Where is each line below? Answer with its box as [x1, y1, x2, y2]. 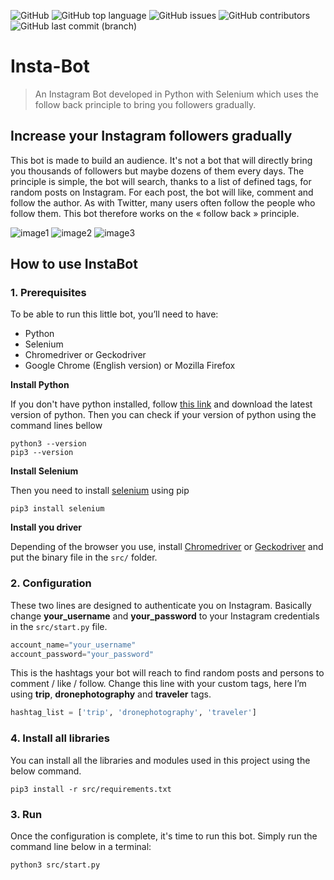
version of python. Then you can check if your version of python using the [10, 409, 317, 421]
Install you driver [10, 521, 83, 534]
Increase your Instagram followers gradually [10, 128, 293, 145]
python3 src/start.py [10, 860, 101, 870]
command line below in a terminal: [10, 840, 152, 852]
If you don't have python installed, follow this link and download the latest [10, 398, 313, 410]
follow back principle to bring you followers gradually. [34, 98, 257, 110]
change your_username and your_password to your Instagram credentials [10, 610, 320, 622]
